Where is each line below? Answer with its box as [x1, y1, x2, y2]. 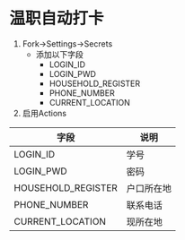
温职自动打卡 [9, 8, 105, 29]
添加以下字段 [35, 48, 84, 59]
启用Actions [22, 107, 67, 118]
